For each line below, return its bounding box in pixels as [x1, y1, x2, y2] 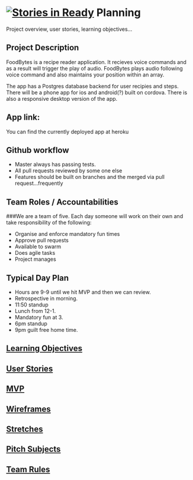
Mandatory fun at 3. [14, 314, 63, 321]
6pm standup [14, 320, 47, 327]
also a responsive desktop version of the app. [6, 95, 118, 102]
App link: [6, 113, 40, 123]
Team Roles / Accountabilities [6, 197, 118, 207]
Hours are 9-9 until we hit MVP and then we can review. [14, 289, 151, 296]
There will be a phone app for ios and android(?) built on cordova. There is [6, 89, 188, 96]
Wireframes [6, 404, 52, 414]
